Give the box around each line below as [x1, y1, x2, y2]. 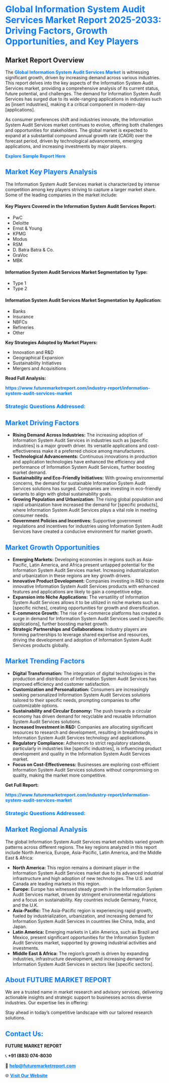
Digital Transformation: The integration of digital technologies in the [12, 670, 155, 676]
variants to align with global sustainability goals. [12, 491, 112, 497]
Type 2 [12, 286, 28, 292]
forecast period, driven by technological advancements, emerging [5, 138, 143, 144]
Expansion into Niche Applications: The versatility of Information [12, 594, 149, 600]
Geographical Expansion [12, 355, 64, 361]
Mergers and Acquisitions [12, 365, 67, 371]
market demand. [12, 469, 47, 475]
